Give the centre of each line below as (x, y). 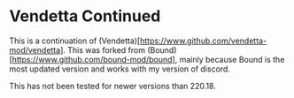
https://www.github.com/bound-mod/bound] (93, 59)
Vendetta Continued (85, 16)
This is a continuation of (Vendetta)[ (75, 41)
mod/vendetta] (36, 49)
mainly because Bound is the (232, 59)
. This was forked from (104, 49)
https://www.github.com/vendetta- (204, 41)
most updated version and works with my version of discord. (120, 69)
